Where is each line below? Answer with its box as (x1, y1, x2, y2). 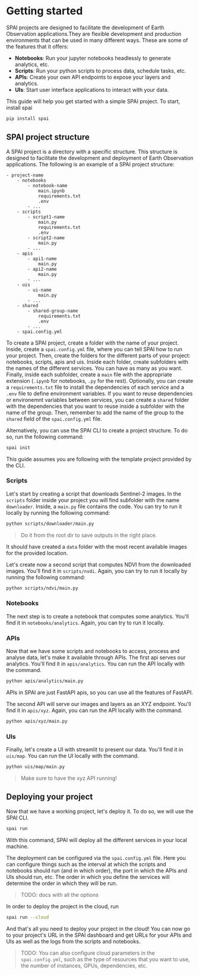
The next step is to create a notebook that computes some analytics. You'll (6, 612, 189, 620)
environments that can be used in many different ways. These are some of (6, 36, 188, 44)
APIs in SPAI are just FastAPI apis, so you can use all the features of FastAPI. (6, 689, 193, 696)
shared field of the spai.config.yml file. (6, 415, 102, 422)
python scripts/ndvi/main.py (6, 585, 78, 591)
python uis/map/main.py (6, 764, 65, 770)
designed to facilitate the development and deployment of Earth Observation (6, 154, 194, 162)
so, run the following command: (6, 433, 84, 440)
